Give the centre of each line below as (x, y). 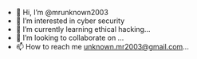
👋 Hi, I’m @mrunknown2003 (62, 12)
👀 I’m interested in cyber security (70, 21)
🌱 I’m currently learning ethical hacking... (83, 29)
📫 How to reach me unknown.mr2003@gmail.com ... (102, 47)
